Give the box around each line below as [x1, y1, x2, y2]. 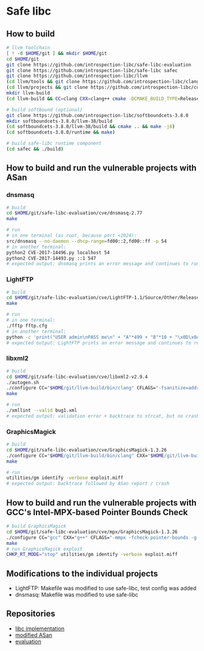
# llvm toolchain [6, 44, 50, 51]
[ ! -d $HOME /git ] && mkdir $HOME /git [6, 50, 107, 56]
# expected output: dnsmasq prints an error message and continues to [6, 261, 189, 267]
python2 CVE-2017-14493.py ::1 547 [6, 255, 97, 261]
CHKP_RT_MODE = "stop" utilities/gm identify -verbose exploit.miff [6, 552, 178, 558]
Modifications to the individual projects [6, 568, 158, 578]
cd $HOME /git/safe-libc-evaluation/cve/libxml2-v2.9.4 [6, 374, 148, 380]
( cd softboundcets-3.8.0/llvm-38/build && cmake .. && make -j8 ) [6, 124, 175, 130]
